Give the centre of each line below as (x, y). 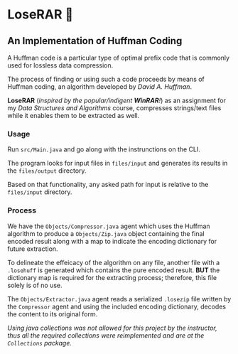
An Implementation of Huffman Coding (95, 41)
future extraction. (33, 249)
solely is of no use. (35, 285)
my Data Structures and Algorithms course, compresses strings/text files (114, 108)
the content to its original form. (53, 314)
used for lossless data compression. (60, 65)
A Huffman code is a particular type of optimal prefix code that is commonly (118, 58)
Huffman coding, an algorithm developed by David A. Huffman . (100, 87)
